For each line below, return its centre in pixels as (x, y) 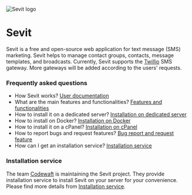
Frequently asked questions (47, 83)
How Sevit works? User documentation (62, 96)
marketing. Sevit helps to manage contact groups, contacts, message (90, 55)
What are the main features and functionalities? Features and (88, 102)
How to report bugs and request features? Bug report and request (94, 133)
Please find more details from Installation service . (66, 186)
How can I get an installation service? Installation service (83, 146)
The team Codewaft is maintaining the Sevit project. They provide (85, 174)
